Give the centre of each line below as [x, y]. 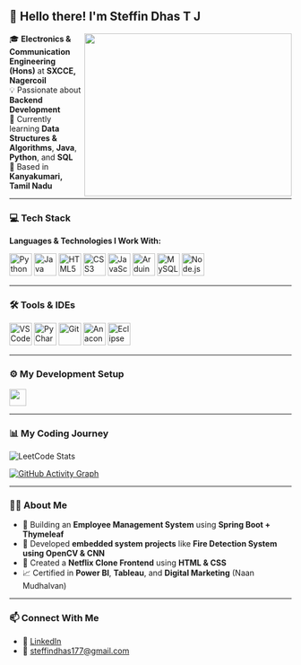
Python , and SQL [41, 157]
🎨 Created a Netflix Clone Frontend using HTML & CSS [124, 563]
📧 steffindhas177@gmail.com [76, 651]
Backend [26, 100]
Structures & [34, 138]
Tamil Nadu [31, 186]
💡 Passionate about [45, 90]
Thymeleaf [43, 534]
